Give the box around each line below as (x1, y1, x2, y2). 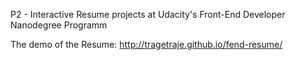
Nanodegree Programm (10, 19, 108, 31)
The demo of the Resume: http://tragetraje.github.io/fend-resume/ (10, 39, 283, 50)
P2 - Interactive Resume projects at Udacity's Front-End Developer (10, 9, 286, 20)
